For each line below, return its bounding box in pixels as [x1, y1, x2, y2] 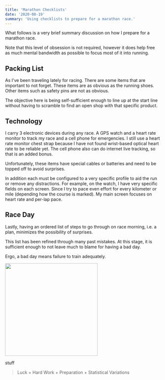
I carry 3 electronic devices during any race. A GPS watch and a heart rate [5, 130, 156, 136]
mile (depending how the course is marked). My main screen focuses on [5, 191, 152, 197]
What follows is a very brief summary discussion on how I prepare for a [5, 30, 150, 36]
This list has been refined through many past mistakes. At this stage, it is [5, 238, 153, 244]
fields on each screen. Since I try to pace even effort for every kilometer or [5, 186, 157, 191]
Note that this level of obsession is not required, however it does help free [5, 45, 155, 51]
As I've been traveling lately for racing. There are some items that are [5, 77, 146, 83]
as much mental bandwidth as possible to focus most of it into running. [5, 50, 149, 56]
